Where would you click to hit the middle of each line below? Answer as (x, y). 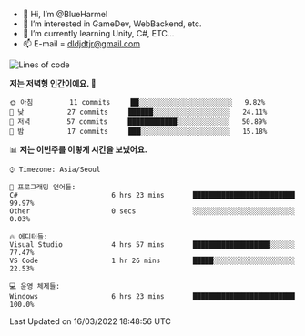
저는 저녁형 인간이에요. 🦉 (53, 83)
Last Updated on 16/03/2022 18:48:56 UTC (90, 321)
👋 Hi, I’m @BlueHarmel (65, 14)
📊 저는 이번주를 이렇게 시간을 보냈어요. (79, 149)
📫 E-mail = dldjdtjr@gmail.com (81, 44)
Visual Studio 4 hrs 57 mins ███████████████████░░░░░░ (152, 245)
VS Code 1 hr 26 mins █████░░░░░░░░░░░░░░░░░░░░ (152, 260)
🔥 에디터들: (29, 237)
